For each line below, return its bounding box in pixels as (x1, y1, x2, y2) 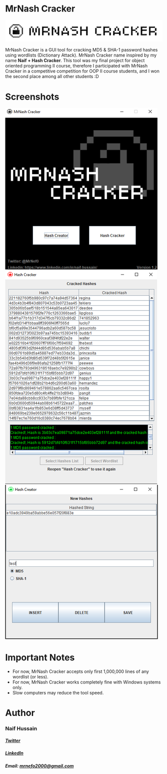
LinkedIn (5, 750, 23, 756)
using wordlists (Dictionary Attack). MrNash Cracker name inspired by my (5, 52, 157, 58)
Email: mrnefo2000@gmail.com (5, 762, 74, 768)
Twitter (5, 737, 21, 743)
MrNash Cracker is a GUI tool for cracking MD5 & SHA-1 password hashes (5, 47, 158, 53)
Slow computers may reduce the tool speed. (12, 690, 104, 696)
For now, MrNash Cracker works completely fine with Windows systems (12, 679, 161, 685)
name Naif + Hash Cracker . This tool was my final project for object (5, 58, 145, 64)
